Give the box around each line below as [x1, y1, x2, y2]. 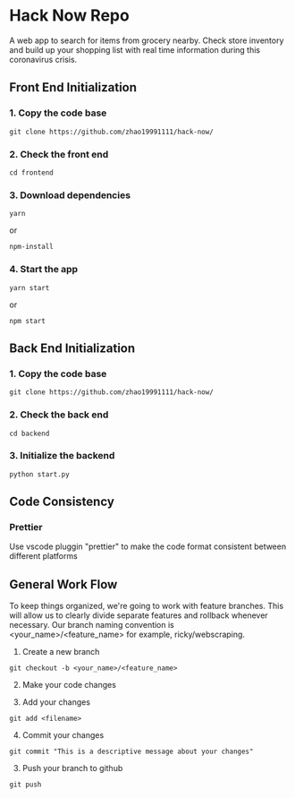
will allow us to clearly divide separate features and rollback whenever [9, 610, 268, 621]
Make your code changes [21, 680, 116, 691]
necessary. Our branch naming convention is [9, 620, 174, 631]
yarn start [9, 283, 50, 292]
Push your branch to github [21, 763, 123, 774]
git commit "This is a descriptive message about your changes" [9, 747, 254, 757]
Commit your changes [21, 730, 105, 741]
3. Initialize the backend [9, 450, 115, 462]
